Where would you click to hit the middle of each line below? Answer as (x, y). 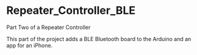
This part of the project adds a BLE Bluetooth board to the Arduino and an (99, 39)
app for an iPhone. (30, 45)
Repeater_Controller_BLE (71, 11)
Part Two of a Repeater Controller (48, 27)
